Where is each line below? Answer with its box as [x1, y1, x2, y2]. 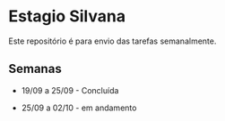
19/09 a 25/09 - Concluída [21, 85, 119, 95]
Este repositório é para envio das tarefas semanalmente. [8, 36, 217, 46]
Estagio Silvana [8, 6, 126, 27]
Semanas [8, 61, 62, 77]
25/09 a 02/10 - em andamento [21, 102, 137, 113]
